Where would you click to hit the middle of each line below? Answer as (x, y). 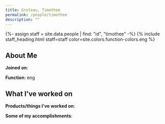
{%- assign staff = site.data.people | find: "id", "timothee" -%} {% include (82, 34)
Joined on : (17, 68)
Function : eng (20, 78)
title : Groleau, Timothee (33, 10)
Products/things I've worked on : (40, 106)
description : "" (22, 19)
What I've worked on (39, 94)
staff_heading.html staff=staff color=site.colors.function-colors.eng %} (80, 39)
